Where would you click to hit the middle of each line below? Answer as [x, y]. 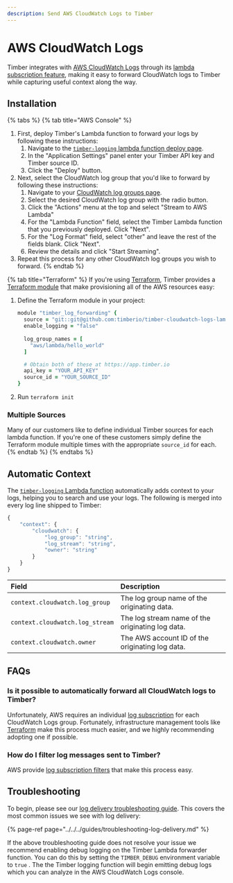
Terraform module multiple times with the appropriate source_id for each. [112, 445]
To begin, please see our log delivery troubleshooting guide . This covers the [116, 808]
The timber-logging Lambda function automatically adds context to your [111, 491]
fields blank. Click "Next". [64, 244]
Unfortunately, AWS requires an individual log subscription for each [103, 715]
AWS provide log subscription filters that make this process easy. [100, 769]
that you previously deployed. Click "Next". [89, 229]
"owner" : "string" [71, 550]
